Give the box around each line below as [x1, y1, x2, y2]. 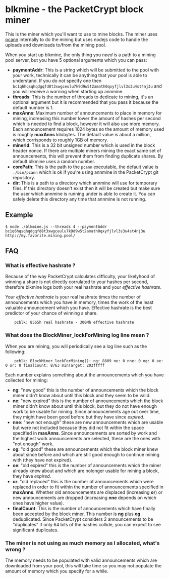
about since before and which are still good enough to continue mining [12, 451, 160, 457]
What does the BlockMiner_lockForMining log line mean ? [5, 332, 149, 339]
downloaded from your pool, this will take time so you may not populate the [5, 563, 162, 569]
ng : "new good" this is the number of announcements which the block [12, 387, 159, 393]
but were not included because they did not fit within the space [12, 424, 144, 431]
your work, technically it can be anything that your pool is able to [12, 72, 147, 78]
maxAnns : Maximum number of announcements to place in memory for [12, 110, 162, 116]
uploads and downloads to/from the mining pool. [5, 42, 106, 48]
